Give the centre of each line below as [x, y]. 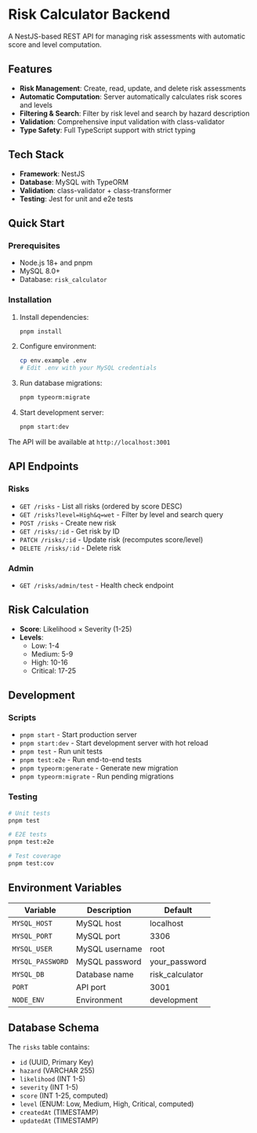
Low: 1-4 [45, 645]
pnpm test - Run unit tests [61, 751]
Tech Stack [36, 155]
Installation [30, 300]
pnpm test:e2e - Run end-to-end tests [81, 760]
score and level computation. [55, 44]
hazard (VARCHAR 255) [57, 1070]
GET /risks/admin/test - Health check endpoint [96, 585]
